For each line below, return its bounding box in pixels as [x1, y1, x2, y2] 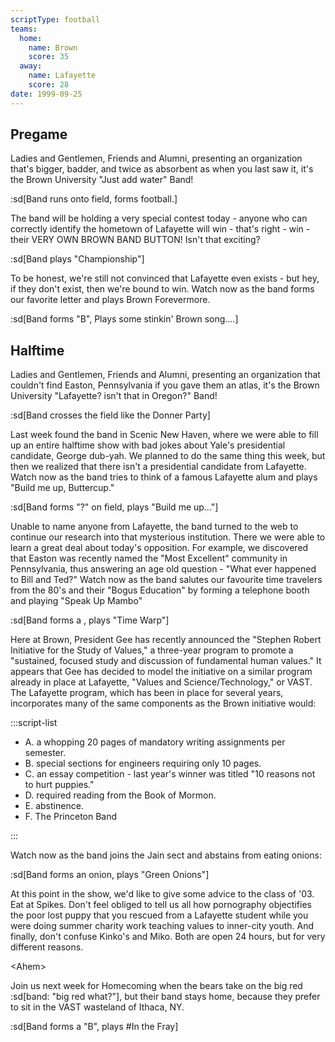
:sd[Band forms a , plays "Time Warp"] [10, 614, 170, 626]
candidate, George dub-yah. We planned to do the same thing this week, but [10, 450, 326, 462]
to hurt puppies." [24, 779, 95, 791]
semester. [24, 747, 67, 759]
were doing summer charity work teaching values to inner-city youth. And [10, 920, 315, 932]
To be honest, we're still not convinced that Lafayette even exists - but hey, [10, 272, 320, 285]
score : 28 [28, 80, 70, 90]
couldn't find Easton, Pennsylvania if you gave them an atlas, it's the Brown [10, 379, 320, 391]
